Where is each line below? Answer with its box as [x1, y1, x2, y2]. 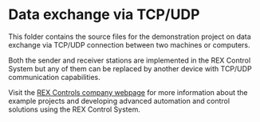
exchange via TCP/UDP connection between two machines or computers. [8, 40, 250, 49]
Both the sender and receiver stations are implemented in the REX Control [8, 55, 251, 65]
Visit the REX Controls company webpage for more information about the [8, 87, 248, 97]
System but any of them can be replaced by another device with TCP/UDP [8, 63, 253, 73]
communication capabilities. [8, 72, 101, 82]
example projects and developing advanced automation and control [8, 96, 230, 105]
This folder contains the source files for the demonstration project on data [8, 32, 251, 41]
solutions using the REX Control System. [8, 105, 141, 114]
